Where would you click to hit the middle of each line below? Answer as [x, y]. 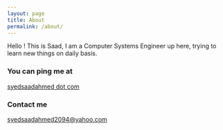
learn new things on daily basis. [52, 53]
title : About [26, 20]
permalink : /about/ [35, 26]
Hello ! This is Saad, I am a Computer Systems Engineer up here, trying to [112, 46]
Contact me [27, 104]
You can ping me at [40, 71]
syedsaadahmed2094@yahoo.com [57, 119]
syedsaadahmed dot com [43, 86]
